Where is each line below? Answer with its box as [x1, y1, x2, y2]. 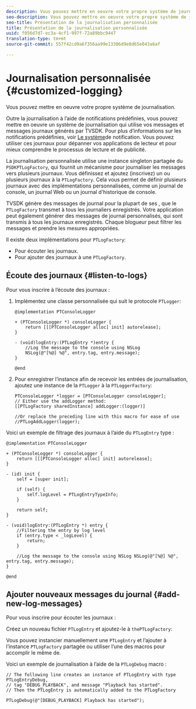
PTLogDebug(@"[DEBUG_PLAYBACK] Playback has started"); [6, 698, 145, 704]
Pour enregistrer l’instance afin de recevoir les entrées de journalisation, [14, 376, 188, 383]
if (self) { [16, 486, 45, 492]
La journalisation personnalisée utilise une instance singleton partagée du [6, 157, 183, 164]
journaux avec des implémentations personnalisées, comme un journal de [6, 182, 184, 189]
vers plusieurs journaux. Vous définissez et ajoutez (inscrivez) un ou [6, 169, 170, 176]
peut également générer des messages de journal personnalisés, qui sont [6, 212, 183, 219]
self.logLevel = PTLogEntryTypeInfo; [27, 492, 118, 497]
